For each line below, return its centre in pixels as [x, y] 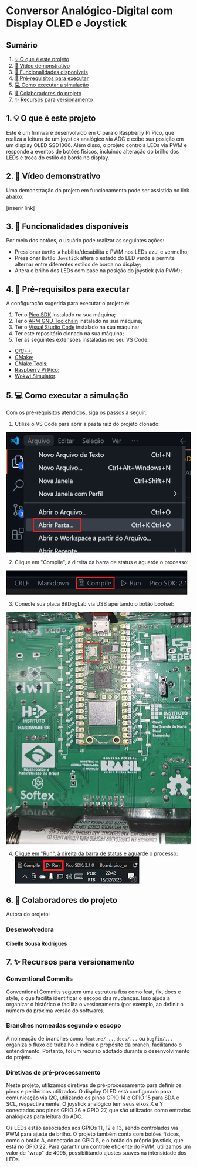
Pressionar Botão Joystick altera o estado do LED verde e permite [94, 258]
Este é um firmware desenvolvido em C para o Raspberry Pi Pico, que [90, 132]
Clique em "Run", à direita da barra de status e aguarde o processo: [96, 853]
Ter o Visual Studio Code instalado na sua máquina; [77, 327]
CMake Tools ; [31, 364]
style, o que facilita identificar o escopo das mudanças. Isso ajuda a [88, 998]
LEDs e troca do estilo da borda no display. [58, 158]
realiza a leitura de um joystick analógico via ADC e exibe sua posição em [95, 139]
